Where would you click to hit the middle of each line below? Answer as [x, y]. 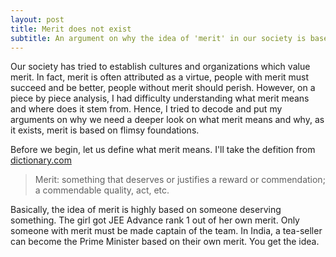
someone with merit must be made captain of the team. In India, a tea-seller [166, 231]
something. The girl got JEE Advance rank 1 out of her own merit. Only [155, 220]
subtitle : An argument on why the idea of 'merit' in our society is [158, 38]
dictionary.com [41, 160]
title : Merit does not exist [71, 29]
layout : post [37, 19]
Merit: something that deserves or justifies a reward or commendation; [180, 180]
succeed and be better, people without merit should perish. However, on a [163, 88]
